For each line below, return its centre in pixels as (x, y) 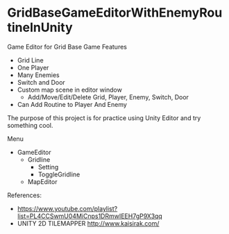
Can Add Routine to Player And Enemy (72, 104)
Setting (48, 167)
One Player (33, 67)
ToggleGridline (59, 174)
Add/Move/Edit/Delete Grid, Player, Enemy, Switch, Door (108, 97)
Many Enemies (39, 75)
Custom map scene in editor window (70, 90)
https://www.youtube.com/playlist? (67, 208)
